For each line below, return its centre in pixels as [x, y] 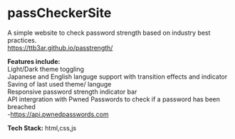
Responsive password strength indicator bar [72, 91]
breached [21, 106]
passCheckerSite [59, 13]
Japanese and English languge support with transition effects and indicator [117, 77]
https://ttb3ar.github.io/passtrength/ [60, 48]
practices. [22, 40]
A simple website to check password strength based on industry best [109, 33]
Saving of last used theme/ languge [59, 84]
